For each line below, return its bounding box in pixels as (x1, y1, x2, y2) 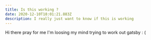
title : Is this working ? (5, 7, 58, 12)
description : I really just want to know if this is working (5, 16, 134, 21)
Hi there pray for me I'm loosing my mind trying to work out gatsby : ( (5, 30, 146, 36)
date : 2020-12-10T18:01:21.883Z (5, 12, 72, 17)
